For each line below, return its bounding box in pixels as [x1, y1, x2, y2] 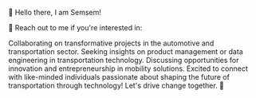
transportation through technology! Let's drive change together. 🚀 [8, 80, 225, 90]
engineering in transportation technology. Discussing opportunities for [8, 56, 239, 65]
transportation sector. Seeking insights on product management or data [8, 47, 243, 56]
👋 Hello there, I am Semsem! [8, 8, 102, 17]
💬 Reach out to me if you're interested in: [8, 23, 143, 32]
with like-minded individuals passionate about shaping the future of [8, 73, 230, 81]
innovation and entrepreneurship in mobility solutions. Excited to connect [8, 64, 249, 73]
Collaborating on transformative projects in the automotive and [8, 38, 215, 48]
